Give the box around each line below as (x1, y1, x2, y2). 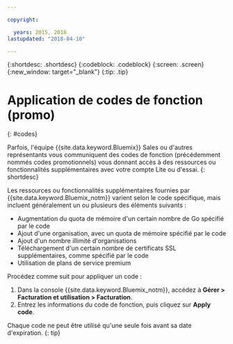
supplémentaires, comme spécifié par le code (17, 252, 149, 260)
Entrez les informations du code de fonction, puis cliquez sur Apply (17, 300, 211, 309)
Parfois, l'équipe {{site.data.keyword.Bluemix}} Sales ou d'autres (7, 143, 193, 151)
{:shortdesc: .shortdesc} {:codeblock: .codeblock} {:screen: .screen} (7, 60, 204, 69)
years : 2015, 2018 (13, 28, 67, 35)
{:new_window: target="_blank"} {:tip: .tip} (7, 67, 129, 76)
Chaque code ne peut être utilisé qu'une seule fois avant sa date (7, 321, 192, 330)
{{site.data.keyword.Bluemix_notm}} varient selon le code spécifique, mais (7, 194, 221, 202)
